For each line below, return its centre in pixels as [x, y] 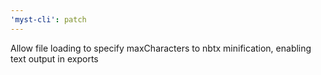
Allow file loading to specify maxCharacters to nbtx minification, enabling [161, 48]
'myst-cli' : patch [48, 19]
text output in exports [54, 58]
